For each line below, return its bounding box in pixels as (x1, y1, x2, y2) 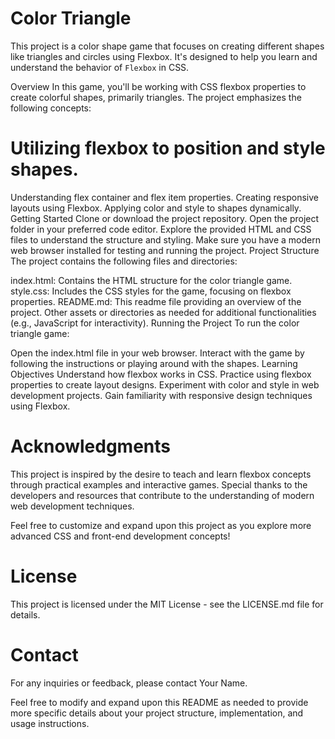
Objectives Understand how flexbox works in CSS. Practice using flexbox (10, 368, 312, 380)
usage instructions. (10, 717, 90, 729)
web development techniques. (10, 500, 135, 512)
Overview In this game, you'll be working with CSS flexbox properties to (10, 80, 307, 92)
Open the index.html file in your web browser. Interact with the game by (10, 347, 305, 359)
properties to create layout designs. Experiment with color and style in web (10, 378, 320, 391)
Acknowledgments (10, 435, 172, 458)
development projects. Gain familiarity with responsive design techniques (10, 389, 313, 401)
